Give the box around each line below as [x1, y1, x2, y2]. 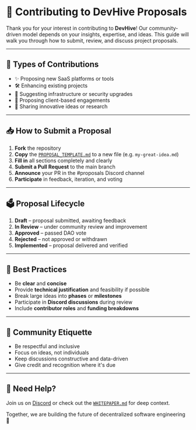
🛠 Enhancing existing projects [14, 82, 88, 89]
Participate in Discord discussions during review [14, 298, 133, 306]
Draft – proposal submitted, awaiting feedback [14, 217, 127, 224]
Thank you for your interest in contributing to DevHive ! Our [6, 25, 148, 32]
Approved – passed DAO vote [14, 229, 86, 236]
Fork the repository [14, 145, 61, 152]
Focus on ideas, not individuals [14, 349, 89, 356]
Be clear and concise [14, 280, 67, 287]
